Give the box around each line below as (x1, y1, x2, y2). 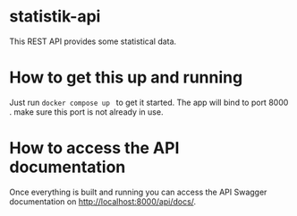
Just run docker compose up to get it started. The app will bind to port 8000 (9, 97, 289, 108)
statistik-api (9, 6, 101, 27)
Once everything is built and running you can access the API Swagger (9, 186, 267, 197)
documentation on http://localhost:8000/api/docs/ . (9, 195, 197, 207)
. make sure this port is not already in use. (9, 106, 164, 117)
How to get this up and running (9, 67, 243, 88)
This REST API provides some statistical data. (9, 36, 177, 47)
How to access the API (9, 138, 180, 159)
